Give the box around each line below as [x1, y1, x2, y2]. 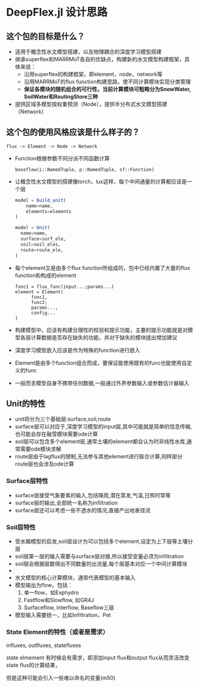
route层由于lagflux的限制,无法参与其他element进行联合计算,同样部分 [14, 453, 183, 460]
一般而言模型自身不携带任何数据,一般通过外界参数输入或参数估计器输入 [14, 379, 189, 387]
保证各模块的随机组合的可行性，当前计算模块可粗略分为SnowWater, [23, 86, 191, 93]
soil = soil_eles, [20, 241, 61, 247]
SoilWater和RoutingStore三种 [23, 93, 99, 100]
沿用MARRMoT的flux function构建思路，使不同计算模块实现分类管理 [23, 78, 191, 85]
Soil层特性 [6, 523, 36, 531]
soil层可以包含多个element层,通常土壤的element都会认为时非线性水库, [14, 438, 187, 445]
